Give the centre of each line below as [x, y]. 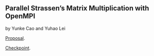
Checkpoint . [18, 48]
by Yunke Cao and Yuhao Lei [35, 28]
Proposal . [15, 38]
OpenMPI [20, 16]
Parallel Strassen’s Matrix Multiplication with [77, 8]
